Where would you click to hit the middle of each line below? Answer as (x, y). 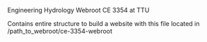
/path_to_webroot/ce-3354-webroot (60, 31)
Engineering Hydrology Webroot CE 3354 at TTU (78, 10)
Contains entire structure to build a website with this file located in (103, 23)
